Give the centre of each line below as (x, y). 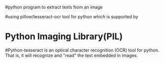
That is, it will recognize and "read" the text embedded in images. (71, 55)
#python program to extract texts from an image (54, 7)
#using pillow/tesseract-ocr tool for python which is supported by (72, 16)
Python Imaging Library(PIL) (64, 37)
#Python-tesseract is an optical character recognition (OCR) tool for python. (82, 50)
